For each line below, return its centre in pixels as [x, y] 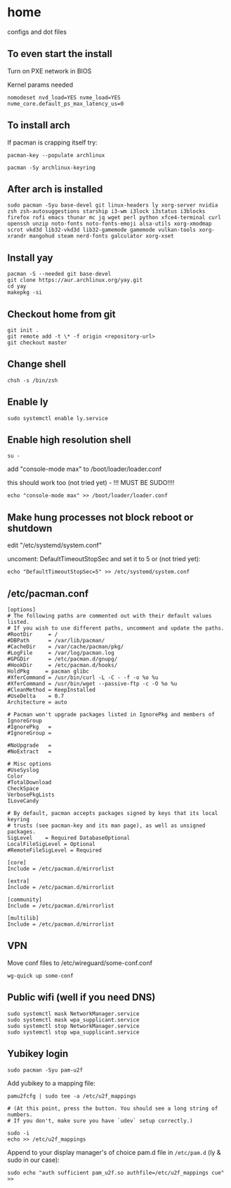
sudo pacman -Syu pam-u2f [45, 1070]
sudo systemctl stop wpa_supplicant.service [73, 1032]
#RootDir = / [33, 635]
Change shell [37, 364]
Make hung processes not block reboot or [100, 517]
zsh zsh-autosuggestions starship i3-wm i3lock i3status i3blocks [106, 212]
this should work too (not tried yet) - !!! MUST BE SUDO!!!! [91, 483]
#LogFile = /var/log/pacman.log [61, 653]
